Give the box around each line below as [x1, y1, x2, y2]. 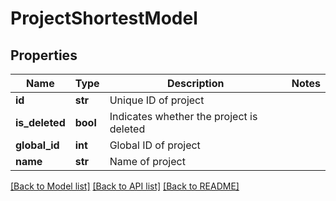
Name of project [109, 155, 186, 168]
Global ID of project [109, 138, 201, 152]
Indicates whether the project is [109, 110, 258, 123]
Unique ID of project [109, 93, 205, 107]
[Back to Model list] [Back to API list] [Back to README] [10, 180, 240, 192]
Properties [10, 47, 78, 64]
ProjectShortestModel [10, 7, 198, 30]
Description [167, 77, 225, 90]
